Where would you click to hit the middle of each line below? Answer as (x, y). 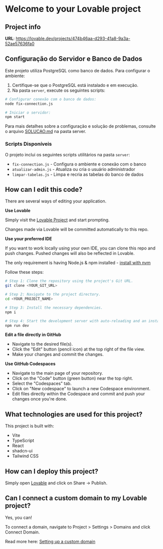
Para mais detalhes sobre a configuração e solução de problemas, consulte (81, 126)
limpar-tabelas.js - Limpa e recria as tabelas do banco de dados (78, 174)
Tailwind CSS (25, 456)
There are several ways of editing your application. (56, 201)
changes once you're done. (40, 399)
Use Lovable (18, 211)
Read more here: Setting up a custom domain (50, 541)
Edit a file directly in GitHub (33, 335)
